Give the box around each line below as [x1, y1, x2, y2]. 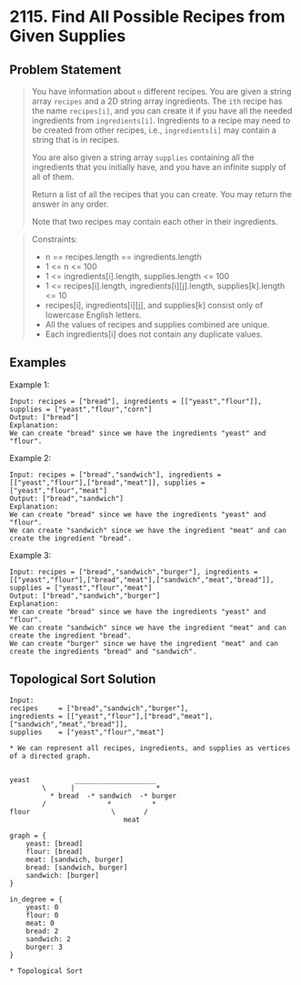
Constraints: [31, 234, 78, 245]
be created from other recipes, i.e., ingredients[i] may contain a [31, 125, 277, 136]
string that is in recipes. [31, 135, 120, 145]
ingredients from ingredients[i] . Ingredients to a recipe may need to [31, 116, 291, 126]
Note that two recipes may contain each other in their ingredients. [31, 216, 278, 226]
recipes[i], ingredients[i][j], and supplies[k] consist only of [45, 300, 264, 310]
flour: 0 [25, 910, 59, 920]
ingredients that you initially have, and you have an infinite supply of [31, 162, 286, 172]
